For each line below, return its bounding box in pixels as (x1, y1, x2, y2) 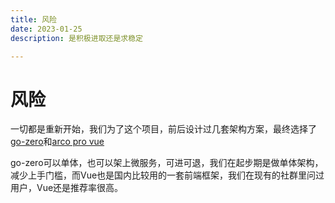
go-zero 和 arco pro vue (10, 136, 105, 148)
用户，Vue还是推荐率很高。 (10, 182, 124, 194)
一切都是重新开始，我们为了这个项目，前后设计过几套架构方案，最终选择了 (10, 123, 317, 135)
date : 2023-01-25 (10, 24, 83, 34)
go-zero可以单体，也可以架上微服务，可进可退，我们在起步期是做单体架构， (10, 157, 324, 169)
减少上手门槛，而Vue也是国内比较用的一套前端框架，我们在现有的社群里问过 (10, 169, 325, 181)
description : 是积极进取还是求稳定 (10, 33, 143, 43)
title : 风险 (10, 14, 57, 25)
